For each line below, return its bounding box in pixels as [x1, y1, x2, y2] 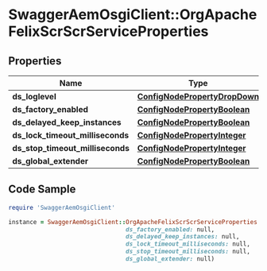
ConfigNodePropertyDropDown [137, 91, 260, 102]
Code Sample [8, 183, 76, 196]
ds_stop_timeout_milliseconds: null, [126, 248, 250, 256]
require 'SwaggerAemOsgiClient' [8, 203, 115, 211]
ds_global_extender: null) [126, 255, 215, 263]
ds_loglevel [12, 91, 57, 102]
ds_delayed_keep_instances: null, [126, 233, 240, 241]
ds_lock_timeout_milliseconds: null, [126, 240, 250, 248]
